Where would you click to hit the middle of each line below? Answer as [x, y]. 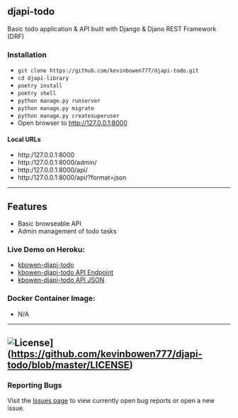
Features [27, 206]
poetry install [40, 86]
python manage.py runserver [59, 101]
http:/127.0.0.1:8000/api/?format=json [72, 177]
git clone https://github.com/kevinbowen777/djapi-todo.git [108, 71]
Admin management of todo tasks [67, 231]
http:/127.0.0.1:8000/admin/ [57, 163]
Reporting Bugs [35, 385]
